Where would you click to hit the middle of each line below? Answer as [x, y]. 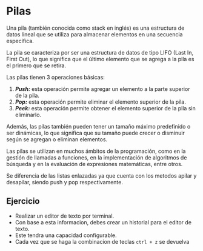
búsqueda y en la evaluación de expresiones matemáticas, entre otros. [95, 164]
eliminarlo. [28, 115]
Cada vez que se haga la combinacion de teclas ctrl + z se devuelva [102, 241]
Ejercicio [23, 201]
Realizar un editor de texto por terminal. [65, 216]
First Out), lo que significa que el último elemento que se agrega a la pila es [100, 59]
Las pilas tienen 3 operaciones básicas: [55, 77]
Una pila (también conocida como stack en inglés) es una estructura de [95, 28]
